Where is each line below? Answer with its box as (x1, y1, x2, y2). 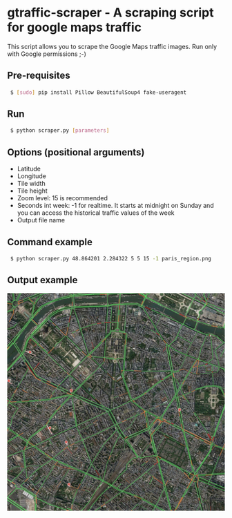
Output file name (17, 216, 66, 224)
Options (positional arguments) (7, 146, 145, 158)
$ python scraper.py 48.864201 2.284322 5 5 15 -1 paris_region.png (10, 255, 212, 262)
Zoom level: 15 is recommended (17, 194, 108, 202)
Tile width (17, 180, 46, 188)
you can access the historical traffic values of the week (17, 209, 175, 217)
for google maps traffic (7, 19, 142, 35)
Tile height (17, 186, 48, 195)
